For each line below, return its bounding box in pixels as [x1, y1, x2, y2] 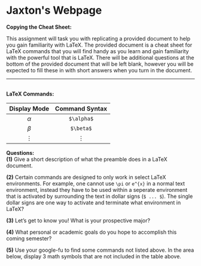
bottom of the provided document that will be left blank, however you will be [6, 60, 194, 68]
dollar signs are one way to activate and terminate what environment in [6, 198, 181, 206]
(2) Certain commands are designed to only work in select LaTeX [6, 173, 166, 181]
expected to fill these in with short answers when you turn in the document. [6, 66, 193, 74]
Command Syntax [54, 104, 108, 112]
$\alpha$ [68, 115, 94, 122]
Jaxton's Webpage [6, 4, 102, 17]
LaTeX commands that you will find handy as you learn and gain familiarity [6, 47, 190, 54]
